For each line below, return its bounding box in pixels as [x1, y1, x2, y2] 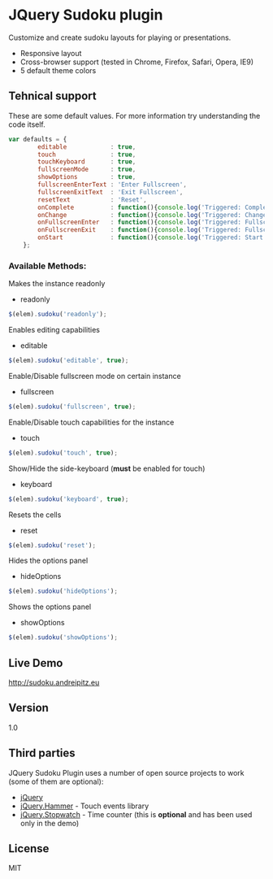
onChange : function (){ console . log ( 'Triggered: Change [37, 211, 267, 219]
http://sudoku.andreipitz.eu [8, 677, 100, 687]
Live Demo [8, 656, 63, 670]
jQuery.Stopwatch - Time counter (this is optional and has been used [19, 809, 253, 819]
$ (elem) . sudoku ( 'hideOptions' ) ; [8, 587, 118, 595]
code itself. [8, 120, 46, 129]
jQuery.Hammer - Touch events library [19, 801, 149, 811]
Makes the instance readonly [8, 279, 106, 289]
